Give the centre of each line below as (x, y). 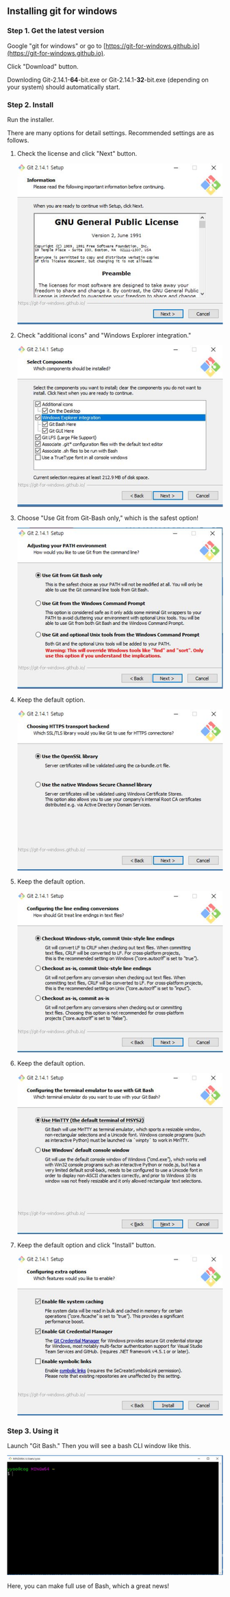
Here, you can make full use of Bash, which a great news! (88, 1586)
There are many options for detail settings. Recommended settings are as (111, 132)
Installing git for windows (62, 11)
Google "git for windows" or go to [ (56, 46)
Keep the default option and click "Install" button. (86, 1245)
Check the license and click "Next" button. (77, 153)
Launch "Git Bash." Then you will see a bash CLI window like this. (99, 1446)
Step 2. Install (30, 104)
